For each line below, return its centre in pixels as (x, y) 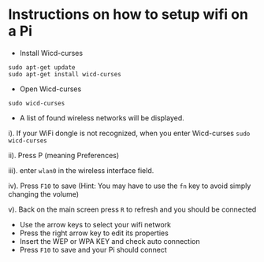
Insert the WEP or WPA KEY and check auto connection (110, 241)
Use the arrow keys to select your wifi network (95, 224)
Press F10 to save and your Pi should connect (93, 249)
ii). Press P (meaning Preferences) (64, 155)
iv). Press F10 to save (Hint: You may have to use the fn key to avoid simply (130, 186)
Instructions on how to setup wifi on (128, 15)
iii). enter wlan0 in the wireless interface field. (81, 170)
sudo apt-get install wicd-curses (65, 74)
